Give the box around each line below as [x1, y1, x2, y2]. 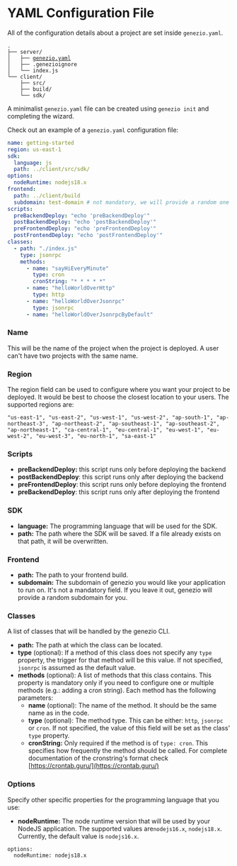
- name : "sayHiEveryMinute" [25, 265, 110, 272]
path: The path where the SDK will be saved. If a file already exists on [17, 529, 221, 537]
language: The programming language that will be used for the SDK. [17, 522, 218, 530]
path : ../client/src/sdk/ [13, 165, 91, 173]
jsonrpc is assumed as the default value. [17, 664, 137, 672]
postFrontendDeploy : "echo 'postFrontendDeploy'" [13, 232, 163, 239]
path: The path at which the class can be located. [17, 641, 163, 649]
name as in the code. [28, 708, 90, 718]
